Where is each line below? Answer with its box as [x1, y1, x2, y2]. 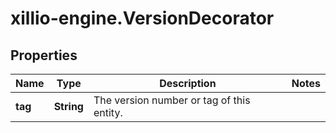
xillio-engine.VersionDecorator [10, 7, 275, 30]
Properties [10, 47, 78, 64]
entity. [93, 106, 123, 119]
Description [159, 77, 217, 90]
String [53, 100, 84, 113]
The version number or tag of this [93, 93, 251, 107]
